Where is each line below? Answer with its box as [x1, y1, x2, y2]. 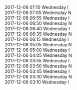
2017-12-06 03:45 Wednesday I [4, 68, 70, 74]
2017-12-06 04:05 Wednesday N [4, 52, 72, 58]
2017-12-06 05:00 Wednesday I [4, 47, 70, 53]
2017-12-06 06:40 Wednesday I [4, 26, 70, 32]
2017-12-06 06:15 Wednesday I [4, 36, 69, 42]
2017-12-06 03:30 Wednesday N [4, 74, 72, 79]
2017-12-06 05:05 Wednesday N [4, 42, 72, 47]
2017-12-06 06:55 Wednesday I [4, 15, 70, 21]
